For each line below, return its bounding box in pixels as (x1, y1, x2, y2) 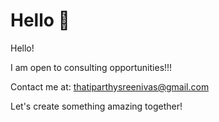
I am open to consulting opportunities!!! (10, 61, 173, 73)
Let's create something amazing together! (10, 100, 183, 112)
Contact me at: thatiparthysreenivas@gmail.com (10, 80, 210, 93)
